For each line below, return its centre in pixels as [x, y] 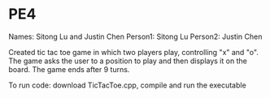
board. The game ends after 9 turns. [69, 69]
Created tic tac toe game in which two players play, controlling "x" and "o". [133, 52]
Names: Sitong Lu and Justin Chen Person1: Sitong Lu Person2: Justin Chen [135, 36]
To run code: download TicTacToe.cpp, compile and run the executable [127, 85]
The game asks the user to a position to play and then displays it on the [128, 61]
